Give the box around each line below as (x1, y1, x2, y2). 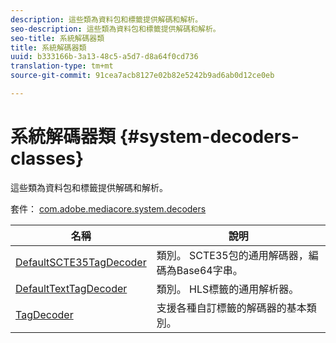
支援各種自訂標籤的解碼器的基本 (156, 301, 307, 315)
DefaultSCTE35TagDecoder (15, 255, 147, 269)
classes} (10, 147, 85, 170)
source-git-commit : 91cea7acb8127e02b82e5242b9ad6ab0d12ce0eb (10, 71, 275, 81)
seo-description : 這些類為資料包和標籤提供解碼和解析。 (10, 24, 221, 34)
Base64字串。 (176, 263, 243, 277)
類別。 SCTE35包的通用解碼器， (156, 248, 309, 262)
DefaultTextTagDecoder (15, 281, 128, 295)
